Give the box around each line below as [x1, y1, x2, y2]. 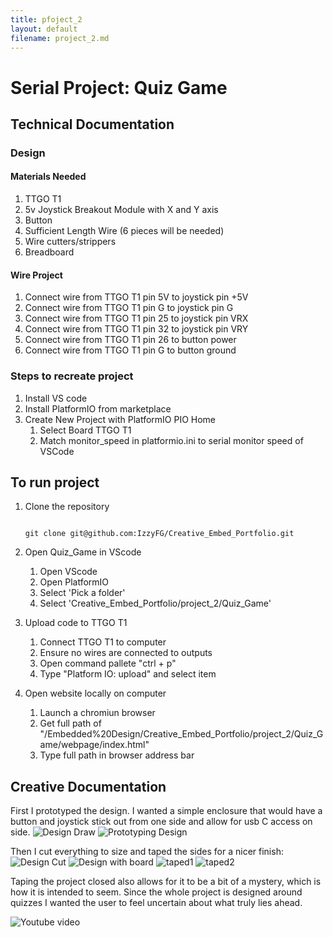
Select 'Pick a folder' [39, 587, 126, 599]
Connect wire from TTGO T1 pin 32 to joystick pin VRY [24, 323, 249, 335]
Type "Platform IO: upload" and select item [39, 668, 217, 680]
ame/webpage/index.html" [39, 739, 150, 751]
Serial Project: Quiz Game [10, 76, 228, 99]
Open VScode [39, 566, 98, 578]
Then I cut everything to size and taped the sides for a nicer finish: [10, 846, 284, 858]
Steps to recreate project [10, 369, 134, 383]
